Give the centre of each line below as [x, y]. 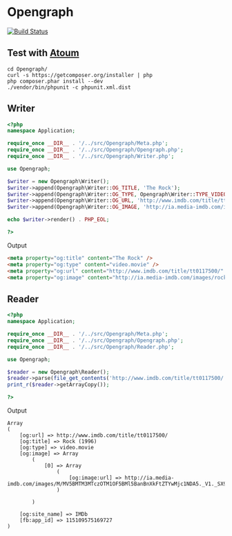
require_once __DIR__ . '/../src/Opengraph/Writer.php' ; [91, 157]
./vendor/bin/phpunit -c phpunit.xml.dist [69, 87]
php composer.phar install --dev [55, 81]
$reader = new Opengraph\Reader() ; [58, 372]
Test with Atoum [43, 53]
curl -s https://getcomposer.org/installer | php [80, 75]
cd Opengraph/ [28, 69]
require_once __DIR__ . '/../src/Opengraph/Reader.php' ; [91, 347]
